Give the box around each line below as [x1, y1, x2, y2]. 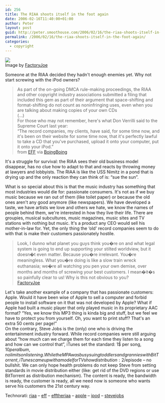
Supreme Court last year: [17, 123, 68, 129]
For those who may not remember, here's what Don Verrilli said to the [17, 117, 158, 123]
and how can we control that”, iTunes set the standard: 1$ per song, [5, 341, 141, 347]
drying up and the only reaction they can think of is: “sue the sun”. [5, 174, 139, 180]
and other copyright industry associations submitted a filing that [17, 91, 147, 97]
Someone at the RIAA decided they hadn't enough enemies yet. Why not [5, 72, 152, 78]
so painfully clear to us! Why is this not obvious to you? [17, 274, 129, 280]
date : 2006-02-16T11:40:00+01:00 [5, 16, 74, 21]
